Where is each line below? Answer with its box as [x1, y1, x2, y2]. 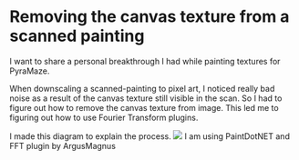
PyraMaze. [9, 65, 50, 76]
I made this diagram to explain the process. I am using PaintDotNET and [9, 130, 290, 142]
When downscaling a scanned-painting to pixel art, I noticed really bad [9, 83, 275, 94]
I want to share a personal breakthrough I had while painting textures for [9, 55, 281, 66]
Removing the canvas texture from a [9, 6, 290, 27]
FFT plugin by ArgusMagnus [9, 140, 117, 151]
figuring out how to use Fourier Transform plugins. [9, 112, 199, 123]
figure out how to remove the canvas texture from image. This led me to [9, 102, 280, 113]
